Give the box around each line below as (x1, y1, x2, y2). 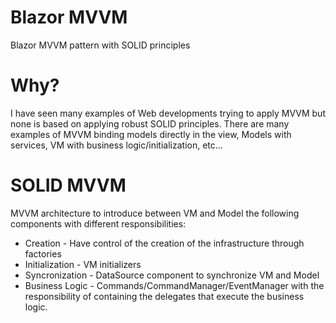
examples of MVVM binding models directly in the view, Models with (10, 128, 292, 140)
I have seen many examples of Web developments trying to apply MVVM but (10, 107, 326, 119)
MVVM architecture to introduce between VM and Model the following (10, 207, 300, 219)
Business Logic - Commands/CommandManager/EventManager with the (24, 279, 325, 291)
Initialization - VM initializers (24, 258, 142, 270)
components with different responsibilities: (10, 217, 187, 230)
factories (24, 247, 62, 260)
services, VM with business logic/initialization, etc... (10, 139, 223, 151)
